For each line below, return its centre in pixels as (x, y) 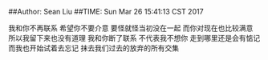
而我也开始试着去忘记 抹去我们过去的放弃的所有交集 (93, 48)
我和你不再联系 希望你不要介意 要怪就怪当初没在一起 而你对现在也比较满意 (131, 28)
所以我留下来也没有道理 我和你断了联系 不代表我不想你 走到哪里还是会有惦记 (134, 38)
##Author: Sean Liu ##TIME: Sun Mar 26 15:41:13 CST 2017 (106, 12)
